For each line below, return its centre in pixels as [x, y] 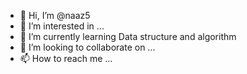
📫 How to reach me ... [66, 58]
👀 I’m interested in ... [62, 26]
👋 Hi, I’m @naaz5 [55, 15]
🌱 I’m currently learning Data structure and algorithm [128, 36]
